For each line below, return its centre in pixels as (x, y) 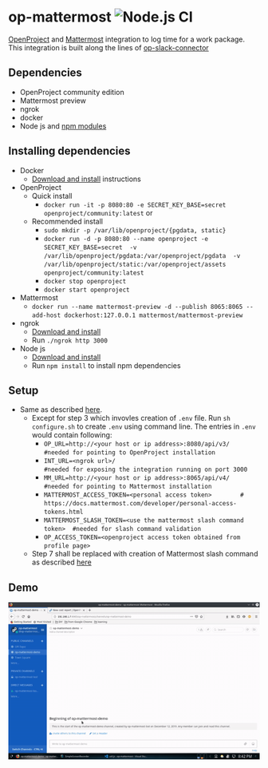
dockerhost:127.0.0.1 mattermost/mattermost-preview (154, 315)
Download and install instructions (87, 179)
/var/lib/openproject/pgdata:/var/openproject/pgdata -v (142, 255)
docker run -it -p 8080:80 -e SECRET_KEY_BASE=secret (135, 205)
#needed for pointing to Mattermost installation (128, 487)
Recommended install (67, 221)
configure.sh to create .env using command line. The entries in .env (144, 426)
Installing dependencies (69, 151)
